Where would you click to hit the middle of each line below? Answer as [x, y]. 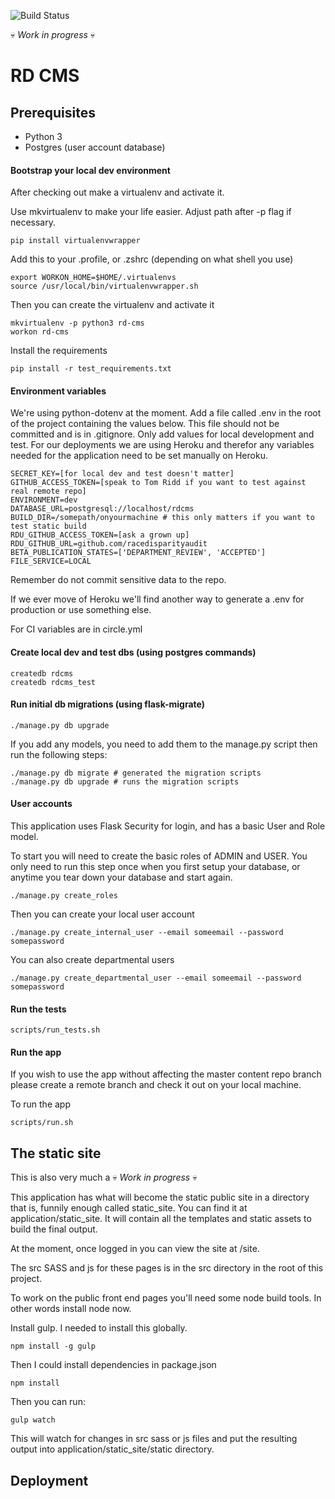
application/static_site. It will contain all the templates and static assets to [161, 1219]
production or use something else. [81, 610]
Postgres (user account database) [95, 147]
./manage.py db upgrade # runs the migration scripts [125, 781]
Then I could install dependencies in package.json [113, 1365]
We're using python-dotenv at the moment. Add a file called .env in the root [166, 413]
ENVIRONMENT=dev [44, 500]
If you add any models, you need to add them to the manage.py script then [164, 744]
